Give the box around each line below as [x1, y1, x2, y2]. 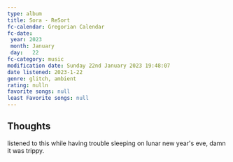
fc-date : [7, 29, 33, 37]
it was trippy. [7, 146, 45, 154]
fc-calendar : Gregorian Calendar [7, 23, 105, 30]
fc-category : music [7, 56, 64, 63]
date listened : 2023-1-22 [7, 68, 83, 75]
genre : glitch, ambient [7, 75, 77, 82]
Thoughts [7, 120, 51, 133]
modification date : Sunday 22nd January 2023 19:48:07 [7, 62, 171, 69]
